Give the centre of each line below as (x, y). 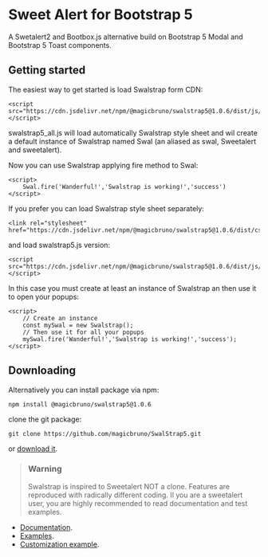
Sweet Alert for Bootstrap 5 (100, 15)
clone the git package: (45, 419)
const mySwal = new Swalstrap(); (78, 325)
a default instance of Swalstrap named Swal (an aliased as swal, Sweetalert (132, 141)
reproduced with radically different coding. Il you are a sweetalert (135, 495)
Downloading (42, 371)
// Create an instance (60, 318)
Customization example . (59, 544)
